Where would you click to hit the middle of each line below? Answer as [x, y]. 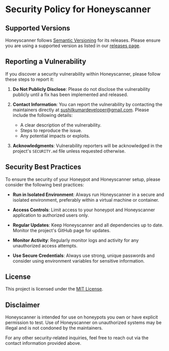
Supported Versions [38, 28]
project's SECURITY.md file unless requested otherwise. [69, 151]
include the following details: [42, 115]
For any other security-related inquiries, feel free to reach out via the [77, 338]
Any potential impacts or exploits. [55, 136]
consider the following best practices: [45, 184]
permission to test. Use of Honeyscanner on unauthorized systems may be [83, 323]
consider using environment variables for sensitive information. [78, 261]
